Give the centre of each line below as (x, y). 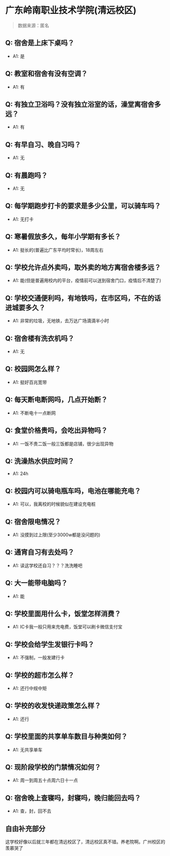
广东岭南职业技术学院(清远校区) (71, 10)
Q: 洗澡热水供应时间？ (40, 461)
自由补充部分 (25, 828)
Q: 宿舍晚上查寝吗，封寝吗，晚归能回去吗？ (73, 798)
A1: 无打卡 (23, 219)
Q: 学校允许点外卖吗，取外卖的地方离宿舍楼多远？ (83, 268)
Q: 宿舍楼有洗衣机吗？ (40, 338)
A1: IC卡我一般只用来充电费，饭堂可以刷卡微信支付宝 (67, 627)
